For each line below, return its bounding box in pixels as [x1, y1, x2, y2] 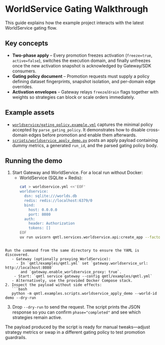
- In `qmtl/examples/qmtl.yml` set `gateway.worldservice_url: [16, 261, 148, 266]
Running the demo [5, 157, 63, 165]
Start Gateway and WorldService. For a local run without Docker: [12, 170, 143, 176]
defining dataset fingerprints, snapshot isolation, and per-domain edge [12, 78, 156, 84]
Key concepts [5, 39, 48, 48]
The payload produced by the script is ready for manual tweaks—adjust [5, 324, 150, 330]
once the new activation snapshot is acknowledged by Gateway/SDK [12, 63, 151, 68]
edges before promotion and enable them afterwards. [28, 132, 137, 138]
